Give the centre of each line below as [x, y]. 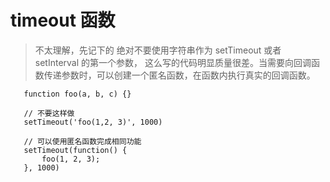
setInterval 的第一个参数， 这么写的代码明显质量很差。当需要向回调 [173, 62]
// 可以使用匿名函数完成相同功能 [82, 141]
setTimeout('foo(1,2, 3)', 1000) [93, 122]
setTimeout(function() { [75, 150]
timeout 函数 [63, 20]
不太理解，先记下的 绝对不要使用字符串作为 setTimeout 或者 [158, 50]
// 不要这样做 [49, 113]
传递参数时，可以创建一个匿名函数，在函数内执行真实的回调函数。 [179, 75]
